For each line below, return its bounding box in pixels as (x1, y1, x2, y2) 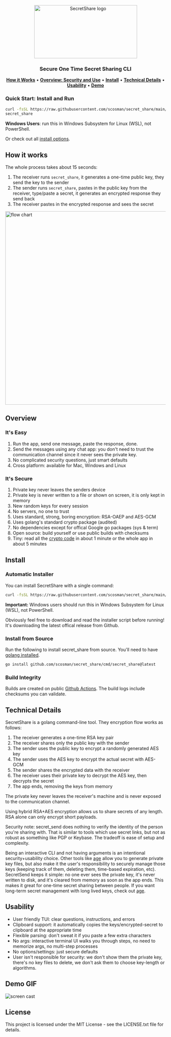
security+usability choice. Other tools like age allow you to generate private (5, 855, 164, 861)
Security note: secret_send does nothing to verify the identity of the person (5, 823, 163, 829)
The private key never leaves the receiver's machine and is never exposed (5, 793, 161, 799)
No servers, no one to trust (12, 508, 70, 514)
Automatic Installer (5, 571, 54, 578)
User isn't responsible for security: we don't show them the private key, (12, 954, 163, 960)
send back (12, 196, 35, 202)
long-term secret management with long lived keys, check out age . (5, 888, 146, 894)
